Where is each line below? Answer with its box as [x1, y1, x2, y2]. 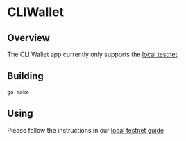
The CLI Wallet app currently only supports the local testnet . [7, 50, 179, 58]
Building [7, 70, 44, 82]
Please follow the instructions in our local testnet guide [7, 126, 164, 134]
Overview [7, 32, 51, 44]
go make [7, 88, 30, 96]
